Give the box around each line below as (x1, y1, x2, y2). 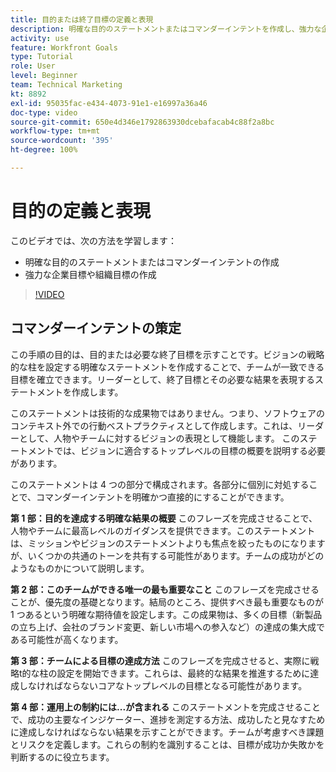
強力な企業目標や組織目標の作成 (24, 268, 157, 280)
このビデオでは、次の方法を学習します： (10, 234, 177, 246)
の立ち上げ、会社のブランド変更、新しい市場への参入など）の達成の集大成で (10, 621, 326, 633)
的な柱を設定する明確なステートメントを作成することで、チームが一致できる (10, 361, 325, 373)
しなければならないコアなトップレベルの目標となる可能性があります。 (18, 679, 308, 691)
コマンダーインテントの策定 (10, 320, 182, 337)
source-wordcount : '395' (10, 136, 114, 146)
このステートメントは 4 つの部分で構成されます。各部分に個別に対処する (10, 478, 310, 490)
